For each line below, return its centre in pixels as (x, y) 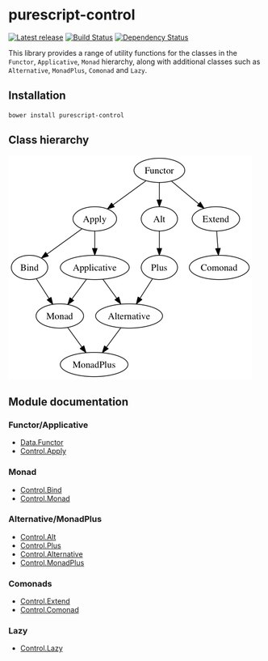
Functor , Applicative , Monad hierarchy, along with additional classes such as (134, 61)
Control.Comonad (49, 610)
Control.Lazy (41, 648)
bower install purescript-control (67, 115)
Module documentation (69, 402)
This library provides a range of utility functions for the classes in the (123, 53)
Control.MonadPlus (52, 562)
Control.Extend (45, 601)
